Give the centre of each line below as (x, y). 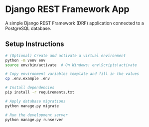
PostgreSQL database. (28, 28)
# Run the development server (37, 115)
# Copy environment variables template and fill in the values (72, 74)
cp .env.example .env (28, 78)
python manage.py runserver (34, 119)
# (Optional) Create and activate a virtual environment (66, 55)
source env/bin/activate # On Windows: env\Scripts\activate (71, 65)
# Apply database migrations (35, 101)
